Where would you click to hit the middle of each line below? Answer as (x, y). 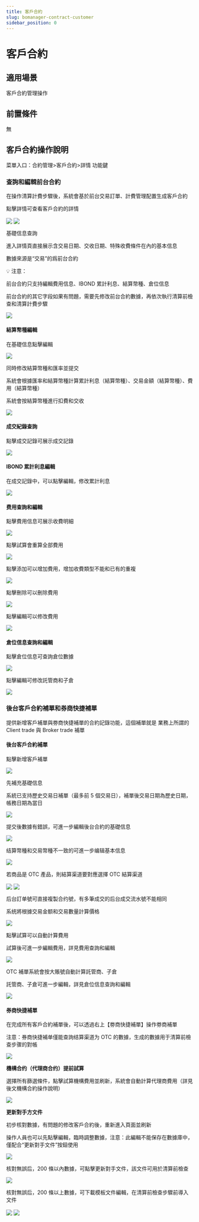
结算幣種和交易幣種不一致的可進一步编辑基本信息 (66, 850)
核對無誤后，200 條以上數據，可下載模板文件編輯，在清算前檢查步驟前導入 (97, 1192)
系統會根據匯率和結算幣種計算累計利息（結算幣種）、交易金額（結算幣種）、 (97, 381)
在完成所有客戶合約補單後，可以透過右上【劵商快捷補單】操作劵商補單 (92, 1025)
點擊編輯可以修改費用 (32, 617)
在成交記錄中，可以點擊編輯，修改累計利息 (58, 481)
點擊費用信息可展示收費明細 (40, 522)
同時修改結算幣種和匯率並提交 (42, 368)
